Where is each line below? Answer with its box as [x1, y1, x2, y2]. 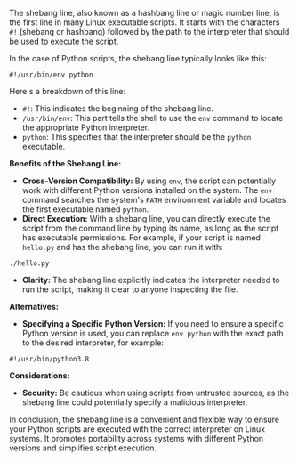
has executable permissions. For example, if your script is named [21, 232, 261, 243]
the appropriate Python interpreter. [21, 122, 150, 133]
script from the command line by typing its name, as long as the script [21, 223, 279, 233]
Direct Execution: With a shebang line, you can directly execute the [21, 214, 271, 223]
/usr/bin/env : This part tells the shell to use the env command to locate [21, 113, 284, 123]
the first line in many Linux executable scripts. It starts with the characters [9, 17, 280, 28]
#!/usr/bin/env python [9, 70, 93, 79]
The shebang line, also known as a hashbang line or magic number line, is [9, 8, 280, 18]
